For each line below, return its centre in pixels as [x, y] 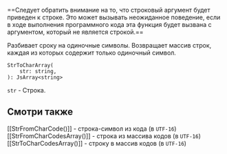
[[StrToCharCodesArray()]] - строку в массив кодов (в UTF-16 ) [97, 143]
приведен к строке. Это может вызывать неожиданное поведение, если [114, 17]
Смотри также [40, 112]
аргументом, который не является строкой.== [75, 32]
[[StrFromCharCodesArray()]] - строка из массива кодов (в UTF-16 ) [104, 136]
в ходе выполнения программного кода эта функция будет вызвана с [109, 25]
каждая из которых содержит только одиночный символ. [92, 52]
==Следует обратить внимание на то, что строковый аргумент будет [109, 10]
